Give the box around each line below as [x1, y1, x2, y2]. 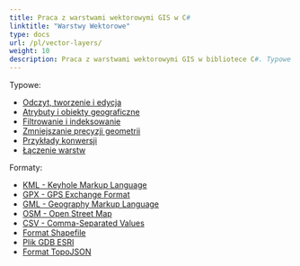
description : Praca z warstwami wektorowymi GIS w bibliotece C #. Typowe [9, 55, 292, 64]
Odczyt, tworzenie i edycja [22, 97, 122, 108]
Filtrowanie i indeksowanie [22, 116, 121, 127]
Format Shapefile [22, 227, 87, 238]
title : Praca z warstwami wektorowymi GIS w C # [9, 13, 191, 22]
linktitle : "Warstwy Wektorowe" [9, 22, 130, 31]
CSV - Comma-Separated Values [22, 217, 146, 228]
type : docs [9, 30, 50, 39]
